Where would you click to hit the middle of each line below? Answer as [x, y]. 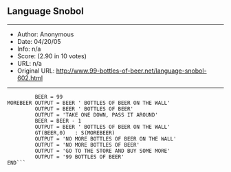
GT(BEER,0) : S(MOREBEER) [75, 133]
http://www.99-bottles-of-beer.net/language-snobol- [132, 71]
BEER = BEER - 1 [58, 121]
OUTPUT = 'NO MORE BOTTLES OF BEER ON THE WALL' [106, 139]
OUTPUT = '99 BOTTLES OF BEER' [80, 157]
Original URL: [36, 71]
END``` [16, 163]
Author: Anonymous [45, 34]
